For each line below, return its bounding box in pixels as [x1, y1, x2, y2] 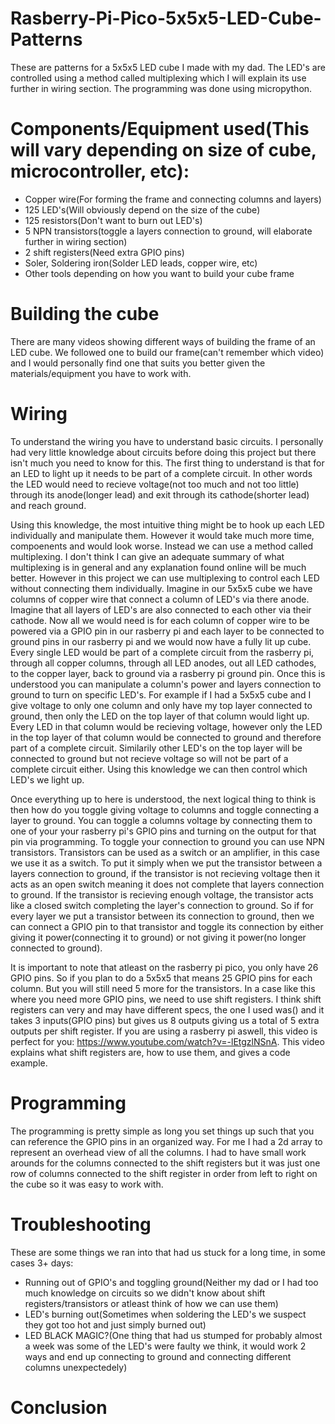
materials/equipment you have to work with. [10, 367, 192, 379]
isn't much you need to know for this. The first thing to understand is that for [10, 457, 325, 469]
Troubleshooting [10, 1213, 152, 1236]
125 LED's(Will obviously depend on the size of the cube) [24, 203, 261, 216]
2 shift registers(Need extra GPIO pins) [24, 246, 185, 258]
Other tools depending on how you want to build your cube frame [24, 267, 295, 279]
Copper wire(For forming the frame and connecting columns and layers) [24, 193, 322, 205]
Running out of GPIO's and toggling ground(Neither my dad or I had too [24, 1276, 319, 1288]
